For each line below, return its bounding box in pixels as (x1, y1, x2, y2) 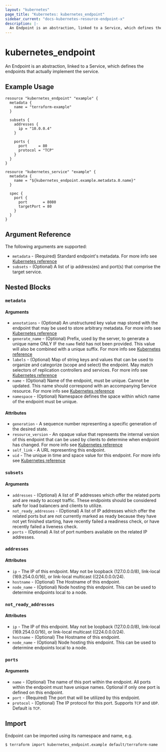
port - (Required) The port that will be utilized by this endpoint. (12, 695, 140, 701)
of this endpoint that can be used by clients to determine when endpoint (12, 437, 160, 443)
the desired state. (12, 426, 48, 432)
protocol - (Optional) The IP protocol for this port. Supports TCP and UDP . (12, 700, 159, 706)
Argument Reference (5, 230, 71, 239)
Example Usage (5, 83, 54, 91)
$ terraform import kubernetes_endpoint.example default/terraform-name (5, 742, 158, 747)
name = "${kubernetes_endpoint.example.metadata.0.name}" (14, 178, 136, 183)
